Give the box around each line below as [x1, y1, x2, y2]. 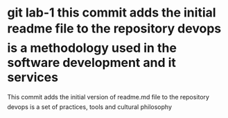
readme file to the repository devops [7, 21, 222, 37]
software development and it [7, 55, 177, 70]
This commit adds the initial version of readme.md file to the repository [7, 92, 210, 101]
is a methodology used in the [7, 40, 177, 56]
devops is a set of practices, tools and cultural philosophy [7, 102, 172, 111]
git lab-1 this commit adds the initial [7, 5, 216, 21]
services [7, 70, 59, 86]
